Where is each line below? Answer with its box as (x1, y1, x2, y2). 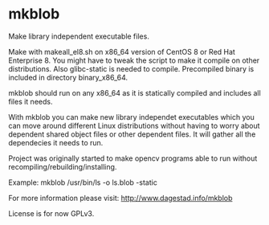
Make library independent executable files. (8, 31, 150, 41)
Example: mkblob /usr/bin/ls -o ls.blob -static (8, 178, 158, 187)
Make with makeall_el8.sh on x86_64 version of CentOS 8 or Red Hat (8, 47, 235, 56)
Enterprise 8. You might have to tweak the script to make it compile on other (8, 55, 260, 65)
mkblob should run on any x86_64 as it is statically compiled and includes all (8, 88, 261, 97)
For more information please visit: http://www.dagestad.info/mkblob (8, 193, 233, 202)
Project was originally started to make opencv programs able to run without (8, 153, 258, 163)
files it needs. (8, 96, 53, 106)
